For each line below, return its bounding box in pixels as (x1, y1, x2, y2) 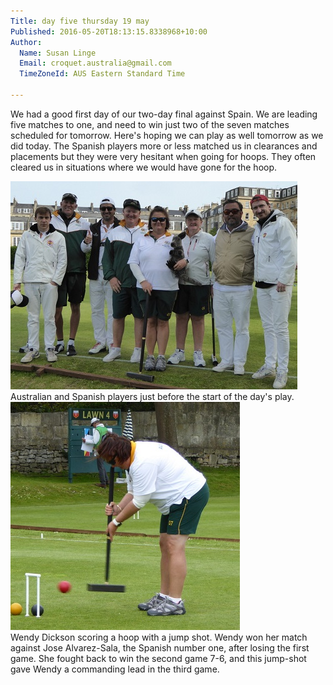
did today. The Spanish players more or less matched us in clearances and (10, 140, 318, 152)
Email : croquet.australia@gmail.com (19, 58, 172, 69)
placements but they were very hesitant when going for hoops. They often (10, 150, 317, 162)
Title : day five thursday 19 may (10, 16, 150, 26)
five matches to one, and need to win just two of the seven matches (10, 118, 290, 130)
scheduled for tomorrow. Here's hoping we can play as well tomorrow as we (10, 129, 324, 141)
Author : (10, 37, 43, 47)
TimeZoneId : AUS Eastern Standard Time (19, 69, 186, 79)
